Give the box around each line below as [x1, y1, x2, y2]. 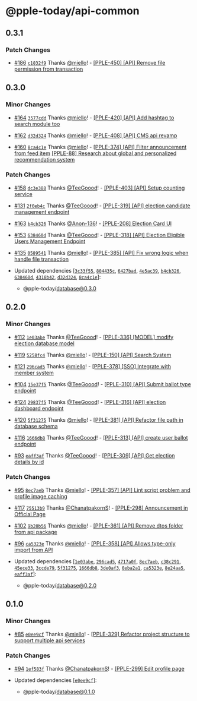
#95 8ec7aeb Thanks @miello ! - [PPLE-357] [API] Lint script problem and [14, 486, 190, 494]
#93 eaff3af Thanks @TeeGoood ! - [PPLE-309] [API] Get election [14, 451, 175, 459]
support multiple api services [14, 637, 85, 644]
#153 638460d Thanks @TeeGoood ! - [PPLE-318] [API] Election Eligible [14, 231, 185, 238]
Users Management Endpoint [14, 238, 86, 245]
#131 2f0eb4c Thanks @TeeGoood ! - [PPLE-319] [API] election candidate [14, 202, 190, 209]
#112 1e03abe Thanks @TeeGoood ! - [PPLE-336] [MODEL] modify [14, 333, 174, 340]
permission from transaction [14, 65, 83, 72]
